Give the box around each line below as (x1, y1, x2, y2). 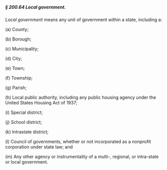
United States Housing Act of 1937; (5, 99, 78, 105)
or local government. (5, 158, 49, 165)
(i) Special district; (5, 109, 43, 115)
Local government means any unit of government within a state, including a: (5, 17, 162, 23)
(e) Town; (5, 65, 25, 71)
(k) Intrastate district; (5, 128, 49, 135)
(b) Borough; (5, 36, 32, 42)
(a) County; (5, 26, 29, 32)
